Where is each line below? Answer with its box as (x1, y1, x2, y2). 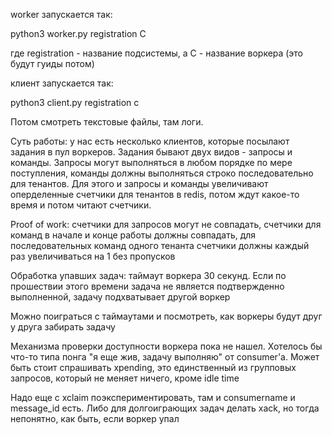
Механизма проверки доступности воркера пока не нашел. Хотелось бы (10, 340, 323, 352)
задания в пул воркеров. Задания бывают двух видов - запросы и (10, 146, 293, 158)
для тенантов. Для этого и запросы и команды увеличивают (10, 178, 269, 189)
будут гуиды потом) (10, 58, 95, 69)
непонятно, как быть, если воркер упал (10, 413, 180, 424)
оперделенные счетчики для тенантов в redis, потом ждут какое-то (10, 189, 300, 200)
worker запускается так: (10, 9, 113, 20)
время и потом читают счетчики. (10, 199, 152, 211)
